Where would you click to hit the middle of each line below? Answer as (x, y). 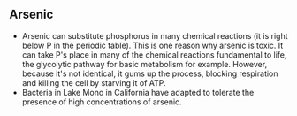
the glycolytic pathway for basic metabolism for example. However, (145, 64)
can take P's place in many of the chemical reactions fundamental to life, (154, 54)
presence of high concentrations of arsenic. (102, 102)
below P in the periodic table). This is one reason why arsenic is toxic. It (152, 45)
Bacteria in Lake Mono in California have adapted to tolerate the (138, 92)
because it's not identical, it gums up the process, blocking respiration (150, 73)
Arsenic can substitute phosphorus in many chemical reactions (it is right (155, 35)
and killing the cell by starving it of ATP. (94, 82)
